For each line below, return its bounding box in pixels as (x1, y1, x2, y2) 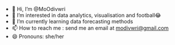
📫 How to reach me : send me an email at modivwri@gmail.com (11, 25, 169, 32)
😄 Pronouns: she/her (11, 33, 64, 40)
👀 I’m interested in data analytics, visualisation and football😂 (11, 12, 161, 19)
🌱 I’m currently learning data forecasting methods (11, 18, 133, 25)
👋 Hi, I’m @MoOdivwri (11, 6, 66, 12)
